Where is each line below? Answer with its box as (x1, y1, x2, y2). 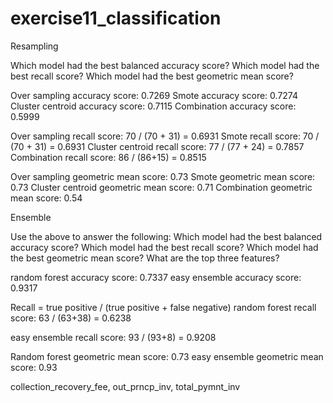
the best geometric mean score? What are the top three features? (10, 252, 280, 264)
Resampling (10, 40, 59, 52)
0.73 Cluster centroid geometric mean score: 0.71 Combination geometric (10, 181, 313, 193)
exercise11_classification (10, 7, 222, 30)
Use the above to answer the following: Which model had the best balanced (10, 230, 323, 242)
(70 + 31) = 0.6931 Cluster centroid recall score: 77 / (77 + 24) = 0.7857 (10, 140, 305, 152)
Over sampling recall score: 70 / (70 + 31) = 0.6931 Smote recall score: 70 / (10, 130, 320, 142)
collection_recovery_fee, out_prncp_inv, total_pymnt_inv (10, 380, 241, 392)
